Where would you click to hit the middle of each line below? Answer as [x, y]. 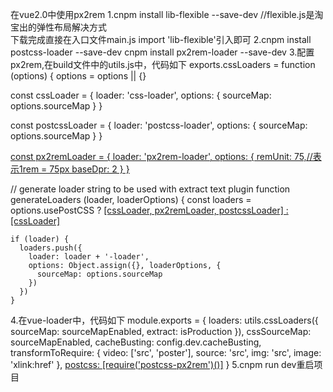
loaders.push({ [51, 248]
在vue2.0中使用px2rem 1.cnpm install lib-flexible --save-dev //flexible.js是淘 [167, 14]
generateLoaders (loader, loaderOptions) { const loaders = [131, 199]
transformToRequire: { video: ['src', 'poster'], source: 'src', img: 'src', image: [166, 352]
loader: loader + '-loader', [89, 257]
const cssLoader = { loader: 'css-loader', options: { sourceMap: [141, 95]
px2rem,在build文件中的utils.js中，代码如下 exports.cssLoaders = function [163, 64]
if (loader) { [40, 239]
